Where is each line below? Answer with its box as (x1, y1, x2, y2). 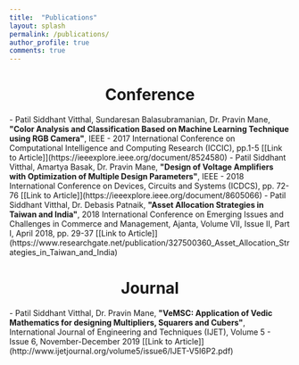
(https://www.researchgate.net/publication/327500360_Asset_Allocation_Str (9, 237, 290, 248)
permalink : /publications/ (9, 29, 110, 38)
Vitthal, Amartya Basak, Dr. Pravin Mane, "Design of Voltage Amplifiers (9, 162, 274, 172)
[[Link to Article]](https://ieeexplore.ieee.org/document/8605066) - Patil (21, 190, 287, 201)
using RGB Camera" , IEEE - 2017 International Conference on (9, 133, 236, 144)
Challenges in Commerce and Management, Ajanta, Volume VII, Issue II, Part (9, 219, 290, 229)
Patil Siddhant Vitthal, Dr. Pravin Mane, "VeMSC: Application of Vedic (14, 308, 273, 318)
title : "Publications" (9, 12, 98, 22)
